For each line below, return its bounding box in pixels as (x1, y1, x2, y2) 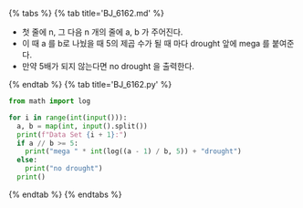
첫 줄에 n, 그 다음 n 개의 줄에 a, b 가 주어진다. (21, 26, 183, 37)
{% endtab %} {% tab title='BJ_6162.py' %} (8, 79, 172, 89)
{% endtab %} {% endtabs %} (8, 189, 122, 200)
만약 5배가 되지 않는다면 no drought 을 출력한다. (21, 61, 195, 71)
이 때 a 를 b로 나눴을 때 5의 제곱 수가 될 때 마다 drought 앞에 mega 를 (21, 38, 270, 48)
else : (16, 155, 38, 165)
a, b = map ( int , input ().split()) (16, 121, 148, 130)
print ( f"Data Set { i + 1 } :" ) (16, 130, 128, 140)
